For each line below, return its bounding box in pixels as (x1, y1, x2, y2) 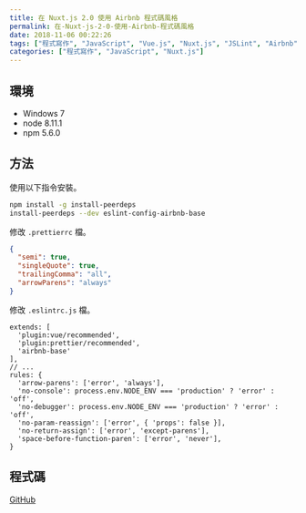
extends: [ (9, 323, 51, 332)
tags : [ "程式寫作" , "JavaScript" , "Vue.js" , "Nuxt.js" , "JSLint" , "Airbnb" (9, 38, 298, 48)
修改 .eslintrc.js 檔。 (9, 304, 96, 315)
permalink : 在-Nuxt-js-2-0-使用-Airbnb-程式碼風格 (9, 22, 195, 31)
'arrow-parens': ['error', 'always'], (17, 378, 166, 387)
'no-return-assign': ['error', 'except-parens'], (17, 426, 209, 436)
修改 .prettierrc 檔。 (9, 226, 91, 237)
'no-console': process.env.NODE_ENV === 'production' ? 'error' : (17, 386, 275, 395)
